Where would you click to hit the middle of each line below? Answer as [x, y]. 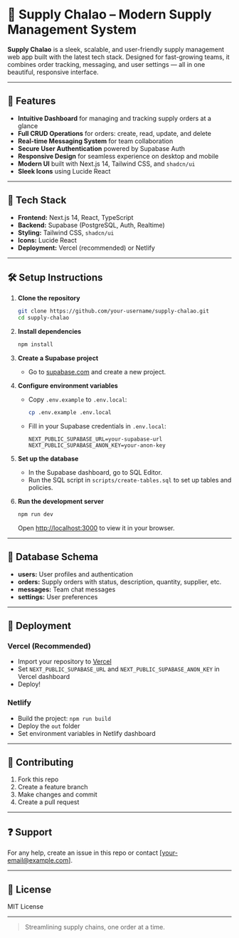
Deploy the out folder [49, 726]
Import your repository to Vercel [64, 662]
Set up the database [48, 458]
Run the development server [61, 501]
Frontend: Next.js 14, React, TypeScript [75, 217]
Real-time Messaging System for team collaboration [95, 141]
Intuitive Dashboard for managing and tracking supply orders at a [115, 118]
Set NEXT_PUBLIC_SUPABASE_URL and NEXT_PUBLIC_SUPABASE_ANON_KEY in [119, 669]
